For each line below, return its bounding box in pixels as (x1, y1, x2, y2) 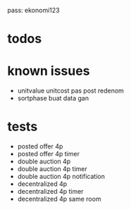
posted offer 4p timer (17, 150, 80, 158)
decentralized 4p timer (17, 187, 84, 196)
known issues (7, 63, 90, 79)
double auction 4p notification (17, 173, 106, 181)
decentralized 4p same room (17, 194, 101, 204)
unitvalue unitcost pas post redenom (17, 86, 125, 95)
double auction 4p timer (17, 165, 88, 173)
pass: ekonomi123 (7, 6, 60, 14)
